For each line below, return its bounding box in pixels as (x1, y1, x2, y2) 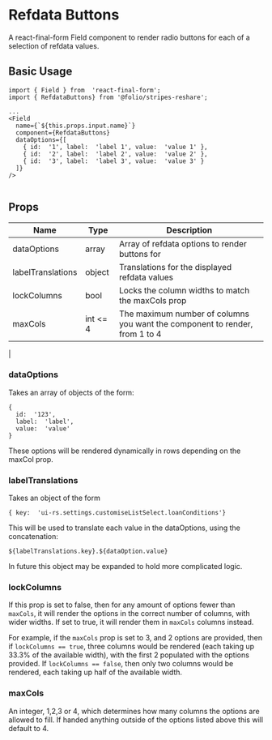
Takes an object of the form (8, 493, 101, 503)
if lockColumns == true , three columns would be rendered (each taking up (8, 642, 255, 652)
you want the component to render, (118, 318, 253, 329)
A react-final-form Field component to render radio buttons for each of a (8, 32, 251, 42)
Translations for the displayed (118, 261, 232, 272)
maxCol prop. (8, 454, 54, 464)
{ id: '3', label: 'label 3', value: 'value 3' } (23, 156, 205, 165)
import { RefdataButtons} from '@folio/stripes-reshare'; (8, 93, 208, 101)
